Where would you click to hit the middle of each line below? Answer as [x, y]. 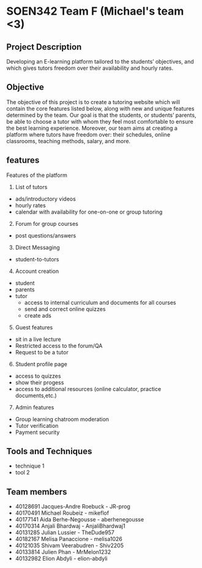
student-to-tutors [37, 259]
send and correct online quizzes [65, 309]
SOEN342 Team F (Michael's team [95, 11]
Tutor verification [37, 425]
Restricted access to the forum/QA [59, 346]
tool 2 [22, 473]
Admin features [35, 407]
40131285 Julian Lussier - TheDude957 [65, 532]
